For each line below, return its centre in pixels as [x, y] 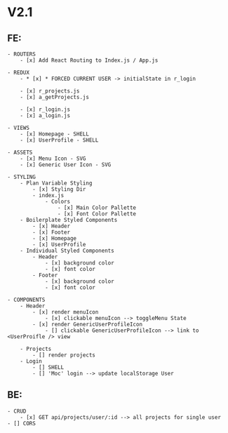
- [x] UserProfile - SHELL [59, 140]
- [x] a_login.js [45, 116]
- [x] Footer [52, 232]
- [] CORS [22, 423]
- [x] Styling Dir [59, 189]
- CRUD [17, 411]
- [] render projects [64, 355]
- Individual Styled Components [67, 251]
